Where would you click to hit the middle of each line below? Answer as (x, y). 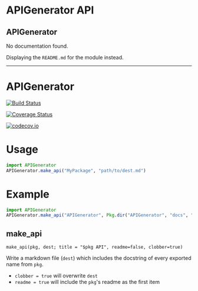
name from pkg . (25, 265)
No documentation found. (37, 46)
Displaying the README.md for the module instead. (65, 57)
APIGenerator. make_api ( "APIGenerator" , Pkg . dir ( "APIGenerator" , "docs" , (97, 215)
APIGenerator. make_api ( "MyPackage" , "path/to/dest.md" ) (76, 170)
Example (28, 194)
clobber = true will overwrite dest (56, 276)
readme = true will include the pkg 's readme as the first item (87, 282)
